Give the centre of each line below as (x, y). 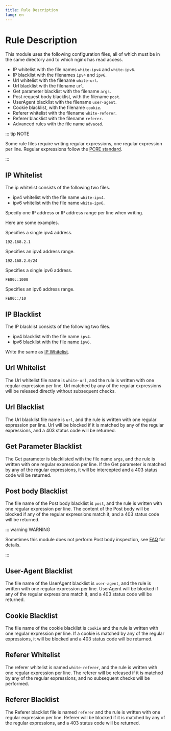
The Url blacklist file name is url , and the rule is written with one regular (81, 419)
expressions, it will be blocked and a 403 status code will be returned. (79, 639)
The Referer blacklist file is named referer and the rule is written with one (83, 712)
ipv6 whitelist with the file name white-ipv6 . (59, 203)
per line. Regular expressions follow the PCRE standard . (64, 149)
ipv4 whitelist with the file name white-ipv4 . (59, 197)
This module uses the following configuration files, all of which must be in (83, 54)
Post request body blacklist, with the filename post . (67, 97)
